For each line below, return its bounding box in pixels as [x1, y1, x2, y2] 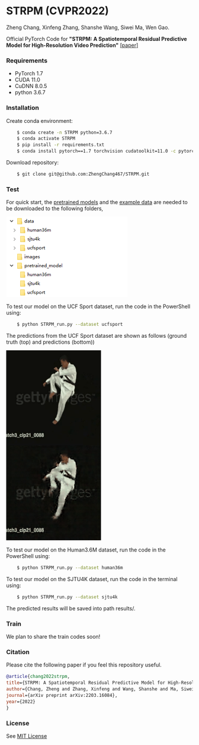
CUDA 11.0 [14, 76, 40, 84]
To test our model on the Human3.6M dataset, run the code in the [6, 546, 166, 553]
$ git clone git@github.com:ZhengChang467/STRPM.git [17, 171, 150, 177]
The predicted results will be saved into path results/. [6, 604, 136, 612]
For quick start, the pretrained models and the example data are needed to [6, 199, 188, 206]
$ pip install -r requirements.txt [17, 142, 105, 148]
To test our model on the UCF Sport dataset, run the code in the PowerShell [6, 303, 191, 310]
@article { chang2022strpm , [6, 674, 70, 680]
